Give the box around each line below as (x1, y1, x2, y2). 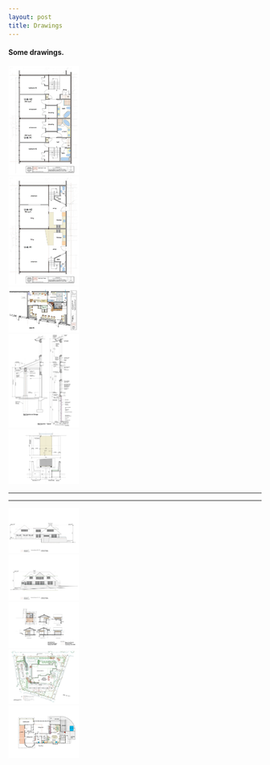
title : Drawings (8, 21, 63, 30)
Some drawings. (8, 48, 64, 57)
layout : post (8, 13, 52, 21)
